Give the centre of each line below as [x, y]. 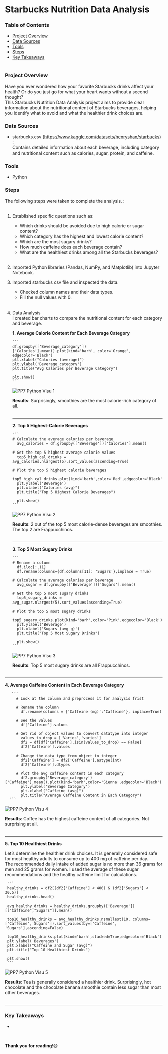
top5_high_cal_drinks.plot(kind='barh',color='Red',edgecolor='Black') [88, 479]
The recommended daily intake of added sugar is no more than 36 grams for [84, 864]
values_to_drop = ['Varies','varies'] [61, 738]
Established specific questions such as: [53, 216]
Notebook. [23, 272]
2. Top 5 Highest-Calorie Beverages [50, 425]
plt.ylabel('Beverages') [33, 941]
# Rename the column [37, 707]
